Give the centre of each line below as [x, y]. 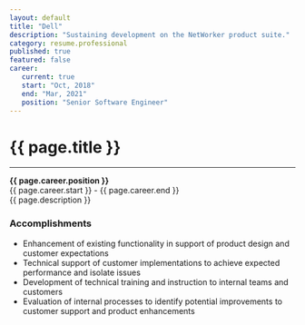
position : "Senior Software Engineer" [95, 102]
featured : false [40, 60]
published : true [40, 52]
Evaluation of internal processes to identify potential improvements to [152, 301]
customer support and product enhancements [108, 310]
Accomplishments [51, 223]
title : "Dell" [36, 26]
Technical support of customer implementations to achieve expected [151, 262]
